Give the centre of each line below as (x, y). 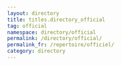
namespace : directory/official (52, 32)
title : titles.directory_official (56, 20)
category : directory (37, 51)
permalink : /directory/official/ (55, 39)
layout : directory (33, 13)
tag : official (27, 26)
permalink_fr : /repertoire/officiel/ (61, 45)
